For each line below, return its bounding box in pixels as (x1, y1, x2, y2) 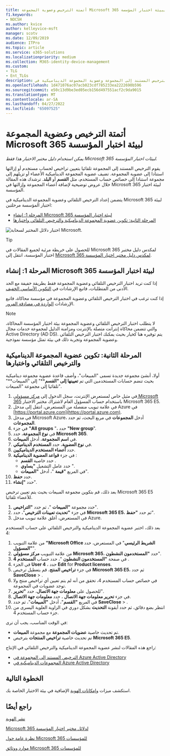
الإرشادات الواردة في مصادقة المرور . (6, 301, 75, 307)
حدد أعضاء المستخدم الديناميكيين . (13, 446, 76, 453)
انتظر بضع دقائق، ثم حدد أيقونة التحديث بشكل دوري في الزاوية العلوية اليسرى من (13, 604, 165, 610)
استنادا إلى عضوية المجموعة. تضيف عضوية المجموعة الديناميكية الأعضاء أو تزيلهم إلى (6, 171, 164, 177)
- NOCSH (6, 17, 22, 22)
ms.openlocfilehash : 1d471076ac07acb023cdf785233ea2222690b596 (6, 82, 142, 88)
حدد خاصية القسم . (20, 457, 56, 464)
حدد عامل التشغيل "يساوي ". (20, 463, 75, 469)
